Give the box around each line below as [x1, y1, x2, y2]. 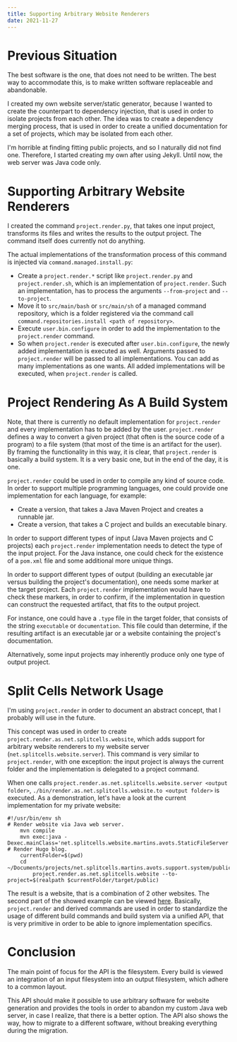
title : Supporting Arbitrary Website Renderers [7, 10, 150, 18]
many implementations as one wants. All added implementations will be [17, 362, 226, 370]
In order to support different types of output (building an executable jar [7, 571, 214, 579]
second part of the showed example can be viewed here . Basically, [7, 897, 202, 905]
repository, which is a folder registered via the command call [17, 309, 194, 318]
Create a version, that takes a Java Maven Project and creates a [17, 505, 204, 514]
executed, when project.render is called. [17, 370, 138, 378]
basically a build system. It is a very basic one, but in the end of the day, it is [7, 455, 229, 464]
